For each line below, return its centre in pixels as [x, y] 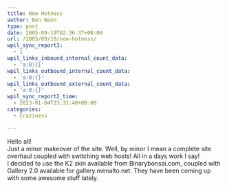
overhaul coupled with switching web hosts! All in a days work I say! [104, 156]
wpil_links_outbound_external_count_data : [69, 84]
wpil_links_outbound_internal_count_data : [69, 71]
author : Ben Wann [32, 20]
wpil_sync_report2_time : [43, 97]
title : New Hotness [35, 13]
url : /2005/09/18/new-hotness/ [52, 39]
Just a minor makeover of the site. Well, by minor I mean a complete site [109, 148]
